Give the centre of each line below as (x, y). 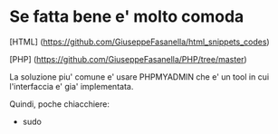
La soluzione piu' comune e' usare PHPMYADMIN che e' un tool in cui (139, 77)
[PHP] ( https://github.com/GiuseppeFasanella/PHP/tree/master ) (128, 59)
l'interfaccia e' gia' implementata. (72, 86)
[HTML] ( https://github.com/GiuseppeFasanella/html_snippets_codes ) (139, 42)
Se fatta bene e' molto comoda (127, 17)
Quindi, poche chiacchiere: (60, 104)
